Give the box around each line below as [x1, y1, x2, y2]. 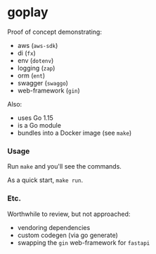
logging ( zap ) [17, 64, 56, 72]
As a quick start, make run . [7, 176, 83, 184]
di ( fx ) [17, 49, 37, 57]
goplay [7, 4, 48, 20]
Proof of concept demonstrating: [7, 28, 102, 36]
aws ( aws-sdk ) [17, 41, 58, 49]
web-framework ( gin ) [17, 86, 81, 95]
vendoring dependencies [17, 223, 91, 231]
